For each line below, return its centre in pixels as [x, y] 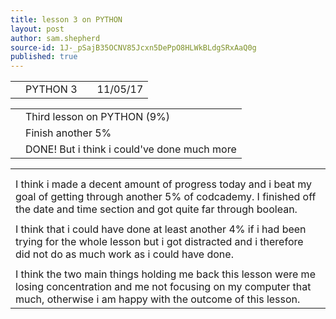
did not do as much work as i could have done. [124, 254]
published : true [44, 57]
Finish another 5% [68, 133]
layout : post [37, 29]
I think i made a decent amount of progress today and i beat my [164, 184]
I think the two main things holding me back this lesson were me [165, 274]
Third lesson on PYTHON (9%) [98, 117]
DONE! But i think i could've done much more [131, 149]
